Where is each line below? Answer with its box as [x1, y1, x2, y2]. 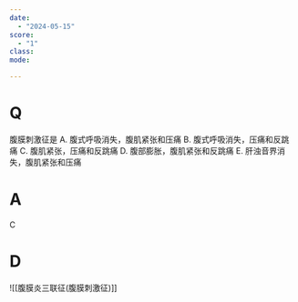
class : [9, 47, 35, 56]
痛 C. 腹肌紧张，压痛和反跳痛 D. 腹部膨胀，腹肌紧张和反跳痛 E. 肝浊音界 [9, 145, 278, 156]
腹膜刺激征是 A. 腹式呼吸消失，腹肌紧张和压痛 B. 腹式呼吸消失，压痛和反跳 [9, 134, 290, 145]
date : [9, 13, 30, 23]
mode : [9, 55, 30, 65]
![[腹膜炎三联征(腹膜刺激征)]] [9, 282, 118, 293]
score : [9, 30, 35, 39]
